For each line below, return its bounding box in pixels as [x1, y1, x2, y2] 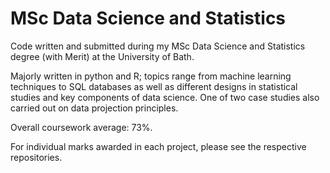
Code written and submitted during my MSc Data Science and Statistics [10, 40, 306, 52]
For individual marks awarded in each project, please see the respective [10, 140, 307, 152]
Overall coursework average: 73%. [10, 121, 153, 133]
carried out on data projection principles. [10, 102, 179, 114]
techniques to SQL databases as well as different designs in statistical [10, 80, 298, 92]
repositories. [10, 151, 63, 163]
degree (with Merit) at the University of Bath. [10, 50, 195, 62]
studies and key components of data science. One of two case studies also [10, 91, 320, 103]
